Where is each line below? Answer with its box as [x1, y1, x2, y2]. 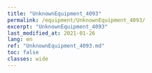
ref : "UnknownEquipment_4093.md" [7, 42, 105, 49]
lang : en [7, 36, 33, 43]
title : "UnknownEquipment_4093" [7, 10, 102, 17]
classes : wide [7, 56, 49, 63]
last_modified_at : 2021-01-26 [7, 29, 96, 37]
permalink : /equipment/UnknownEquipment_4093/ [7, 17, 146, 24]
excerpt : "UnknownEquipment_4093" [7, 23, 109, 30]
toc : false [7, 49, 39, 56]
